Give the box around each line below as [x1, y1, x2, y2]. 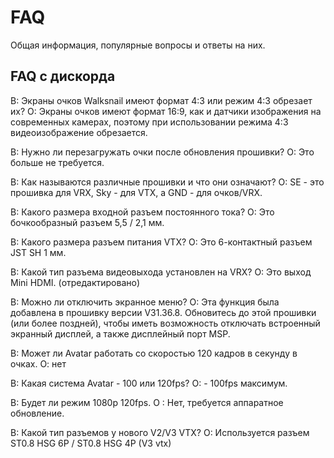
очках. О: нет [10, 357, 67, 370]
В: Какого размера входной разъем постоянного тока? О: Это [10, 206, 275, 218]
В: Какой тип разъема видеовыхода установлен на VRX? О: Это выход [10, 266, 312, 278]
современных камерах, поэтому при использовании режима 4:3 [10, 116, 289, 128]
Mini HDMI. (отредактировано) [10, 276, 141, 288]
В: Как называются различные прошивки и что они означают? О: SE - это [10, 176, 325, 188]
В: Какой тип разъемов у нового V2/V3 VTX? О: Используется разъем [10, 426, 310, 438]
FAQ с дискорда [10, 68, 116, 85]
